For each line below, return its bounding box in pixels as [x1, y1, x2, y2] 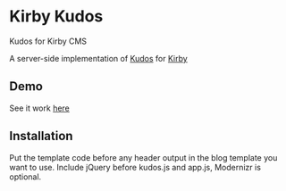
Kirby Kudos [9, 6, 104, 27]
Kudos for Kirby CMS [9, 36, 88, 46]
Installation [9, 129, 73, 144]
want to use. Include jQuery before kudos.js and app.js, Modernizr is [9, 162, 262, 172]
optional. [9, 171, 42, 182]
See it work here [9, 103, 70, 113]
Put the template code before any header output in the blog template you [9, 152, 278, 162]
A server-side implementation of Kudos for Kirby [9, 53, 188, 63]
